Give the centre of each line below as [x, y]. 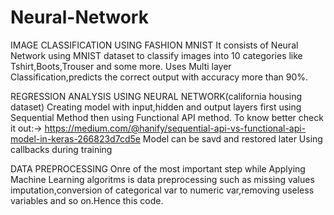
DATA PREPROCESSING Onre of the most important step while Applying [158, 168]
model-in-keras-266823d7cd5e [75, 138]
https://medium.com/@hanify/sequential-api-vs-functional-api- [175, 128]
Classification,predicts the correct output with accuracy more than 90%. [159, 77]
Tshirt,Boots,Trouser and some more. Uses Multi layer [121, 66]
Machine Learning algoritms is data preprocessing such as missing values [162, 179]
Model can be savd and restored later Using [232, 138]
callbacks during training [61, 149]
